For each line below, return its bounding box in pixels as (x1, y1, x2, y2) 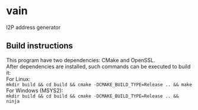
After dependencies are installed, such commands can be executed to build (6, 63, 191, 70)
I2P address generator (6, 24, 61, 31)
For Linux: (6, 75, 31, 82)
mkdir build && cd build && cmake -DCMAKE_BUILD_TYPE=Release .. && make (6, 82, 193, 88)
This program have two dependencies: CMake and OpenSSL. (6, 56, 156, 63)
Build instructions (6, 41, 73, 51)
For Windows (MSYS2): (6, 87, 63, 94)
